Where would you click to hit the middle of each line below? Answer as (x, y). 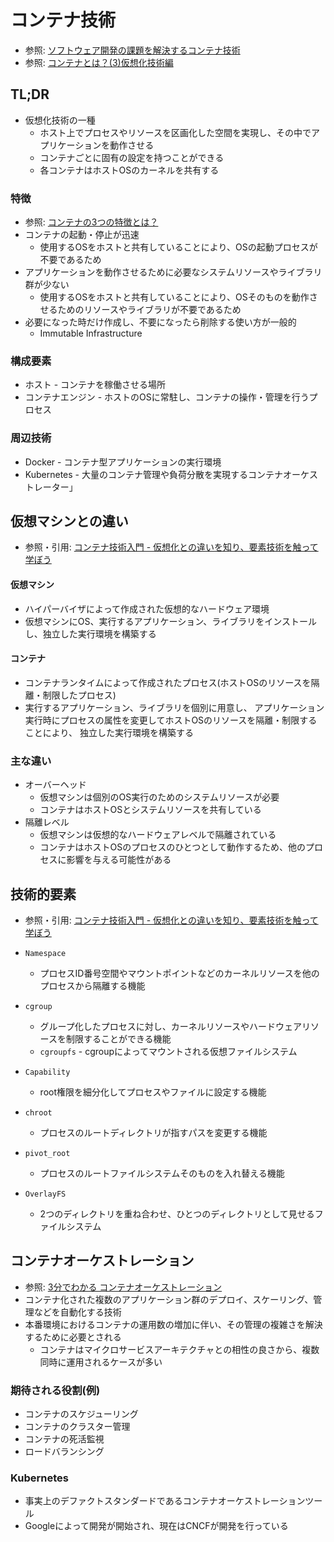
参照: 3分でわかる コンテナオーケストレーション (123, 1287)
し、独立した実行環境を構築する (90, 633)
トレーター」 (51, 487)
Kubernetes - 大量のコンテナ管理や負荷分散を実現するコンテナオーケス (171, 474)
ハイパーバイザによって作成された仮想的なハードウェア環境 (147, 608)
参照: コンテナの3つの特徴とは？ (91, 222)
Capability (47, 1072)
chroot (38, 1112)
